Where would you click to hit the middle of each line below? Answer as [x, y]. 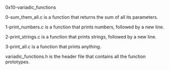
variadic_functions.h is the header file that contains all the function [76, 56]
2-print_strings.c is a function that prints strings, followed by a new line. [81, 37]
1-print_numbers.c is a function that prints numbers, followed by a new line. [85, 27]
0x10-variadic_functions [31, 7]
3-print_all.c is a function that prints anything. [53, 47]
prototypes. [17, 62]
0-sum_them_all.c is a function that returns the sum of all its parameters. [82, 17]
